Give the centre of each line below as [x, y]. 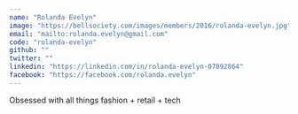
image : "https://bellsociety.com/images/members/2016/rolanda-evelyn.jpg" [150, 26]
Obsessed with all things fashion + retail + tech [95, 100]
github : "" [29, 50]
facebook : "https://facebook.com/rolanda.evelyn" [103, 75]
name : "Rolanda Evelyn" [53, 17]
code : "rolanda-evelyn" [53, 42]
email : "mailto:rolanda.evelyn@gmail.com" [89, 34]
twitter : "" [31, 58]
